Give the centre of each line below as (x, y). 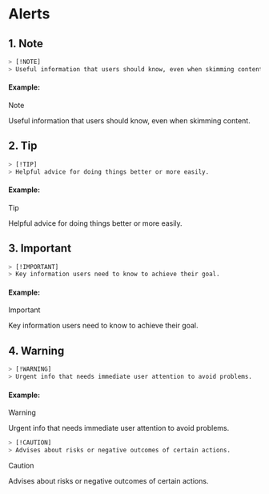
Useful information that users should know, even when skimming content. (129, 120)
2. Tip (23, 146)
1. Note (26, 44)
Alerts (29, 14)
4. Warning (36, 350)
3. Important (40, 249)
